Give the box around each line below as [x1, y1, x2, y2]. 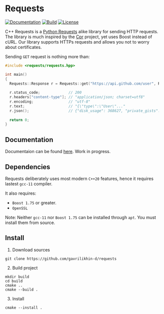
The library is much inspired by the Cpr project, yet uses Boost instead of [5, 34, 152, 40]
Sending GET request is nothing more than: [5, 53, 90, 59]
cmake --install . [5, 305, 42, 310]
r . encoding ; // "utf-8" [9, 99, 91, 104]
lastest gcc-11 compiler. [5, 180, 53, 186]
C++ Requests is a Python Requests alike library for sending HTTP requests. [5, 28, 159, 34]
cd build [5, 278, 23, 284]
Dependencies [5, 162, 50, 171]
